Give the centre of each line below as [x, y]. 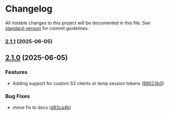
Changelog [29, 9]
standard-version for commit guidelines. [47, 28]
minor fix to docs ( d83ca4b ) [42, 107]
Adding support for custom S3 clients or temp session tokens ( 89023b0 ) [88, 83]
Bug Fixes [18, 96]
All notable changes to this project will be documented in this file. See [78, 23]
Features [16, 72]
